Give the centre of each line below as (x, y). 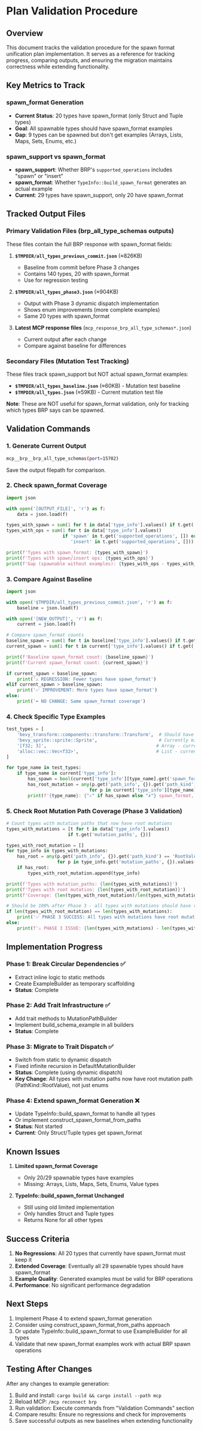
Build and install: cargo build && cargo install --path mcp (88, 1395)
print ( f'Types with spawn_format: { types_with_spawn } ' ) (77, 553)
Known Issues (33, 1152)
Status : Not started (39, 1126)
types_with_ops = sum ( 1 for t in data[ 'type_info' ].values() (84, 531)
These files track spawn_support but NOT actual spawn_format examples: (97, 374)
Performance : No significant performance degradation (83, 1285)
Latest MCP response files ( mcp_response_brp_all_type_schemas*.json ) (103, 327)
